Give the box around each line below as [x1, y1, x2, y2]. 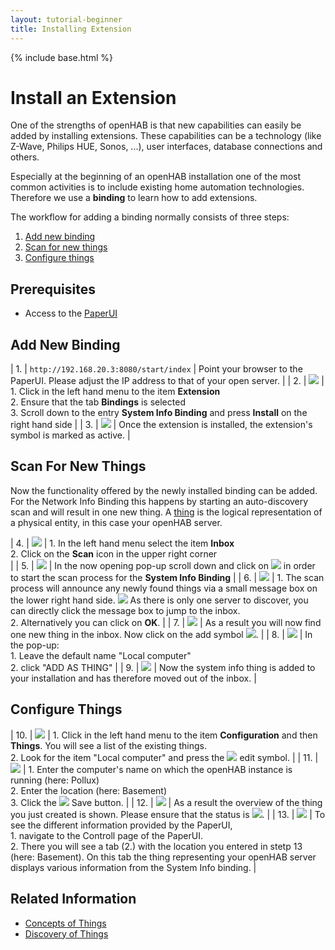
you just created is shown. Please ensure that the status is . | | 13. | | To [10, 808, 326, 820]
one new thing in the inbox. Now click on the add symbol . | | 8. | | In [10, 628, 313, 640]
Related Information [10, 891, 137, 908]
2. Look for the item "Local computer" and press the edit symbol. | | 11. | [10, 751, 319, 763]
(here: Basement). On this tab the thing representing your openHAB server [10, 851, 317, 863]
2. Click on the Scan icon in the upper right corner [10, 547, 218, 560]
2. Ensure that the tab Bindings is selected [10, 396, 186, 408]
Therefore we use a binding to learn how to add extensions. [10, 192, 258, 204]
